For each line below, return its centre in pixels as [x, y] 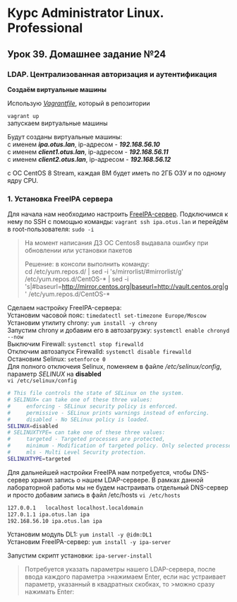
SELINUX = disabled [33, 426]
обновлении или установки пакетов [78, 250]
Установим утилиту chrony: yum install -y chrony [82, 323]
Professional [45, 28]
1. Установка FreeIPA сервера [60, 199]
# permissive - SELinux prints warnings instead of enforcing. [109, 413]
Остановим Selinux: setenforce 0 [56, 359]
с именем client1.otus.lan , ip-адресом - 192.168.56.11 [88, 152]
